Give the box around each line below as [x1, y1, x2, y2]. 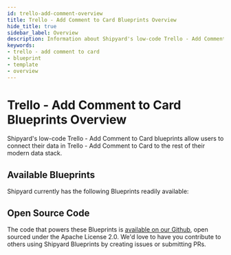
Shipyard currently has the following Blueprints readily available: [7, 187, 189, 196]
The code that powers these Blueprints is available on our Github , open [7, 225, 208, 234]
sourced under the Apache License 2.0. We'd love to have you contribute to [7, 233, 221, 241]
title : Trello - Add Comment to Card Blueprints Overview [7, 16, 177, 23]
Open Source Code [7, 207, 90, 219]
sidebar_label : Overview [7, 29, 78, 36]
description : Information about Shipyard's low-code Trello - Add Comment [7, 36, 226, 43]
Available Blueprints [7, 169, 95, 181]
